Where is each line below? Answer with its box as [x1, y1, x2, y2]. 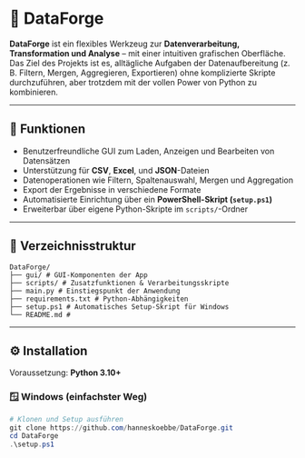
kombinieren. [9, 86, 59, 97]
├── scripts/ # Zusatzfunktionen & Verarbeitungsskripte [9, 278, 230, 287]
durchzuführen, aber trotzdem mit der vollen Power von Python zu [9, 76, 257, 87]
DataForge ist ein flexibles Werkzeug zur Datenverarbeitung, [9, 38, 241, 49]
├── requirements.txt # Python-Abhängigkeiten [9, 294, 189, 304]
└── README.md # [9, 310, 71, 319]
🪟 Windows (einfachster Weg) [9, 391, 148, 403]
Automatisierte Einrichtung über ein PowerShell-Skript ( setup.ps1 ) [22, 194, 273, 204]
